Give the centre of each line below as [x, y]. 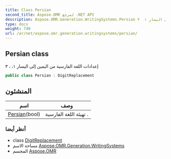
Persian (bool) [24, 114]
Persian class [27, 54]
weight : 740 [18, 29]
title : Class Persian [28, 10]
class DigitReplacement [37, 140]
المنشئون [19, 91]
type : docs [17, 24]
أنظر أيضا [16, 129]
